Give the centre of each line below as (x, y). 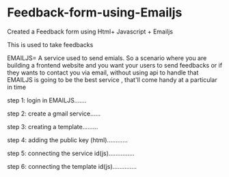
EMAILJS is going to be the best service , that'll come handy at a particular (112, 79)
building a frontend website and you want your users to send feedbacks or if (115, 65)
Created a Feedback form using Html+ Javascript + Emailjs (90, 31)
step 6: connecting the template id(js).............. (72, 166)
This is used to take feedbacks (50, 44)
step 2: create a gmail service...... (54, 113)
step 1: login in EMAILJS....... (47, 100)
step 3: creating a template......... (53, 126)
